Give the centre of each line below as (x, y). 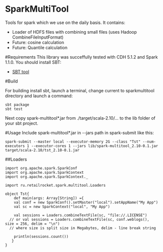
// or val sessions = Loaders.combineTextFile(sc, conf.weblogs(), (80, 219)
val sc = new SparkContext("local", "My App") (62, 207)
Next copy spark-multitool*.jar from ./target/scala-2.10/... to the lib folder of (80, 118)
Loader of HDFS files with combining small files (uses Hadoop (74, 32)
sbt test (14, 109)
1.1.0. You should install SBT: (33, 62)
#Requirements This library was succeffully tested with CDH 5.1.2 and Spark (81, 57)
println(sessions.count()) (41, 236)
